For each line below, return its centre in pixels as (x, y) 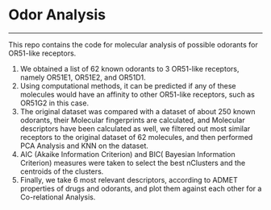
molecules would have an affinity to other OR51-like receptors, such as (138, 94)
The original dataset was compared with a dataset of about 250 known (138, 111)
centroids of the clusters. (62, 171)
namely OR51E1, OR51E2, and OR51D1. (83, 77)
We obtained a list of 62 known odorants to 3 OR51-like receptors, (129, 68)
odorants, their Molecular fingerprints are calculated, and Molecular (132, 120)
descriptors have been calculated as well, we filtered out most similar (135, 128)
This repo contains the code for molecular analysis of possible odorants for (133, 44)
